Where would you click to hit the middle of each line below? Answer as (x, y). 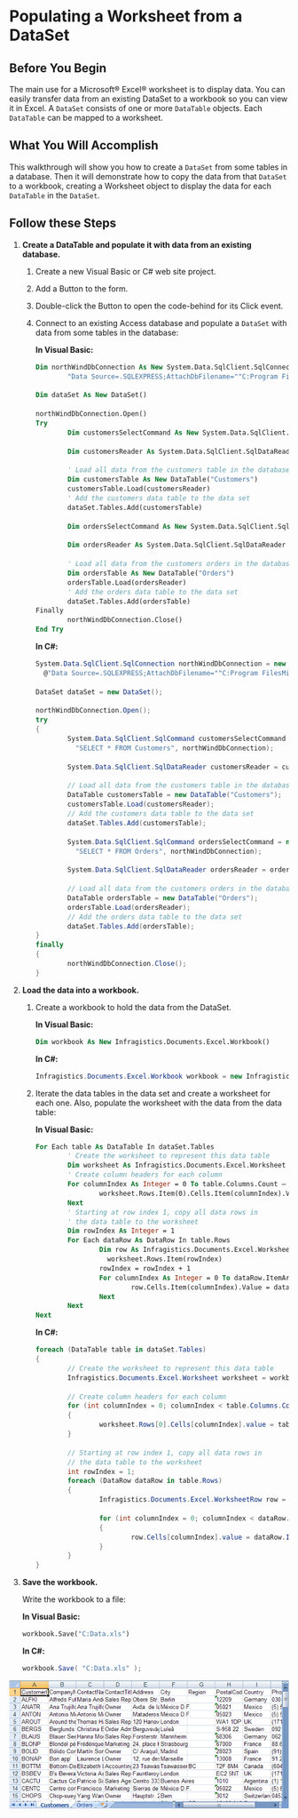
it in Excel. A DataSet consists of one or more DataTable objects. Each (136, 108)
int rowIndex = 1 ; (101, 1471)
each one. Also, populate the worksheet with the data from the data (158, 1103)
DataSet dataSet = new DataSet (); (99, 692)
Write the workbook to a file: (74, 1599)
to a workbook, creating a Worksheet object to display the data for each (141, 186)
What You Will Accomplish (84, 145)
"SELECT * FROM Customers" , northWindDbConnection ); (175, 748)
